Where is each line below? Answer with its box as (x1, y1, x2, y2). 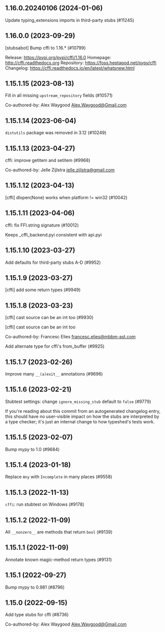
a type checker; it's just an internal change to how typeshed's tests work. (5, 418, 155, 424)
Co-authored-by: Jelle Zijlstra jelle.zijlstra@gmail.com (5, 167, 115, 173)
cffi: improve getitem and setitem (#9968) (5, 158, 91, 163)
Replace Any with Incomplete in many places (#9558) (5, 474, 112, 480)
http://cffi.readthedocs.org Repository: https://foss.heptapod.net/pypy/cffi (5, 60, 157, 66)
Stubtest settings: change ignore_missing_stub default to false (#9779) (5, 398, 151, 404)
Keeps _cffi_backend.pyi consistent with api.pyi (5, 232, 102, 237)
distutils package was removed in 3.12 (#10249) (5, 130, 107, 136)
